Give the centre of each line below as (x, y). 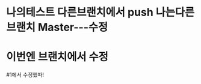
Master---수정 (73, 27)
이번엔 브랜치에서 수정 (57, 57)
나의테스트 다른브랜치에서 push (80, 12)
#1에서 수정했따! (25, 75)
